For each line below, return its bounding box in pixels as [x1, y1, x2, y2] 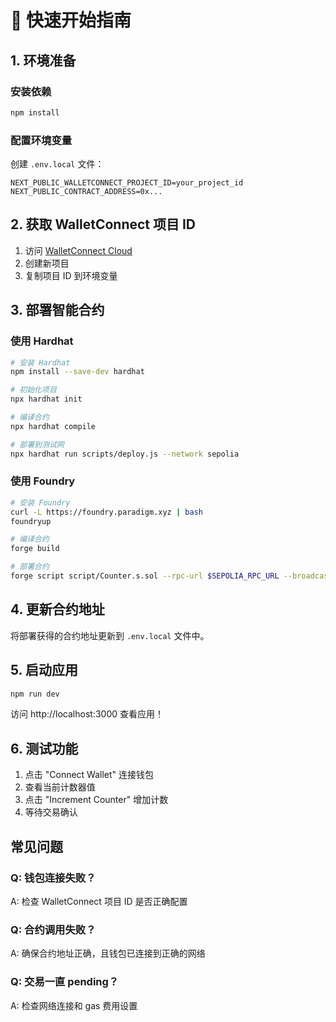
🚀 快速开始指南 [10, 9, 132, 32]
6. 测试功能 [10, 740, 79, 757]
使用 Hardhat [10, 334, 74, 348]
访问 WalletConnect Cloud [24, 244, 133, 256]
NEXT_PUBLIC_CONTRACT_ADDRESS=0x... [10, 187, 163, 197]
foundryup [10, 516, 52, 526]
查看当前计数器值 [24, 781, 96, 793]
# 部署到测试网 [10, 439, 65, 450]
